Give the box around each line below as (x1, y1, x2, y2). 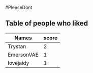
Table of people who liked (5, 19, 88, 28)
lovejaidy (8, 59, 29, 66)
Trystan (8, 43, 26, 50)
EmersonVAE (8, 51, 39, 58)
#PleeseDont (5, 5, 33, 10)
